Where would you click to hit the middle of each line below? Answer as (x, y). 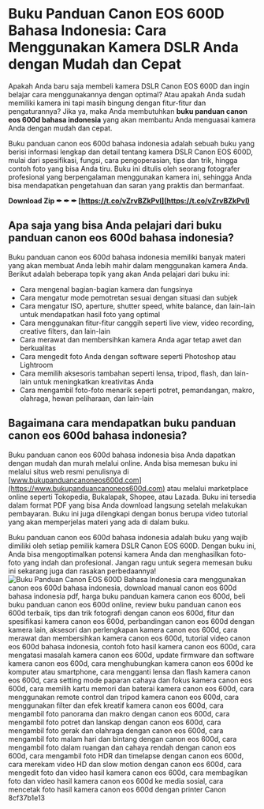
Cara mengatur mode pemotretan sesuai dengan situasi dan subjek (128, 297)
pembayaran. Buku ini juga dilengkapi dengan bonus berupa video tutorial (128, 513)
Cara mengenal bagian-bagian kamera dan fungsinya (106, 289)
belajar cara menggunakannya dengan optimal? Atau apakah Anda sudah (127, 94)
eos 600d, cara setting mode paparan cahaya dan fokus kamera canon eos (130, 680)
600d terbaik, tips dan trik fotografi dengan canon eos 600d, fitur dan (121, 613)
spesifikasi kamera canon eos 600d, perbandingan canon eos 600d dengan (131, 621)
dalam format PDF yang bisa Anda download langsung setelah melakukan (128, 505)
